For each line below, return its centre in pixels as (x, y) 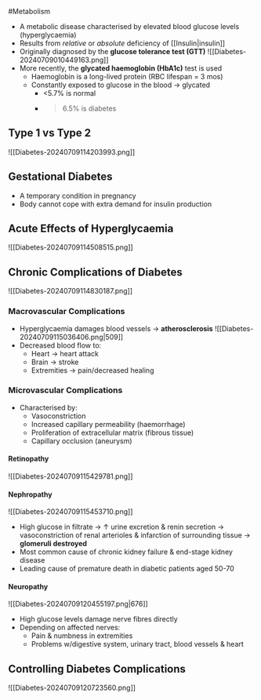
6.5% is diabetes (89, 108)
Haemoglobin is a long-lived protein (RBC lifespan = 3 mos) (127, 77)
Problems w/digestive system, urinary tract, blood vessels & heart (138, 644)
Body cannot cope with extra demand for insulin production (116, 204)
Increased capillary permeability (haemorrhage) (108, 424)
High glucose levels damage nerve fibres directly (98, 619)
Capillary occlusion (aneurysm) (82, 441)
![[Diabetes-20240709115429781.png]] (71, 476)
